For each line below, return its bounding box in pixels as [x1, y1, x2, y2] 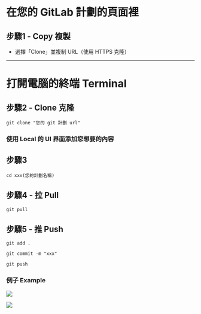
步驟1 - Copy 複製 [6, 31, 71, 41]
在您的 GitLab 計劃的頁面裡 [6, 5, 139, 19]
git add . [6, 240, 31, 246]
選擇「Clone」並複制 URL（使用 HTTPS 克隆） [14, 48, 130, 55]
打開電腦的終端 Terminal [6, 77, 127, 90]
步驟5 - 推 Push [6, 224, 64, 234]
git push [6, 261, 28, 267]
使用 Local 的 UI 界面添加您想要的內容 [6, 135, 114, 143]
